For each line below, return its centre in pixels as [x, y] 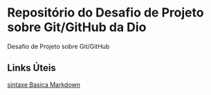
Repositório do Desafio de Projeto [105, 13]
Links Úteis [32, 68]
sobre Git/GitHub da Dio [77, 27]
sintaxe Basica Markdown [44, 85]
